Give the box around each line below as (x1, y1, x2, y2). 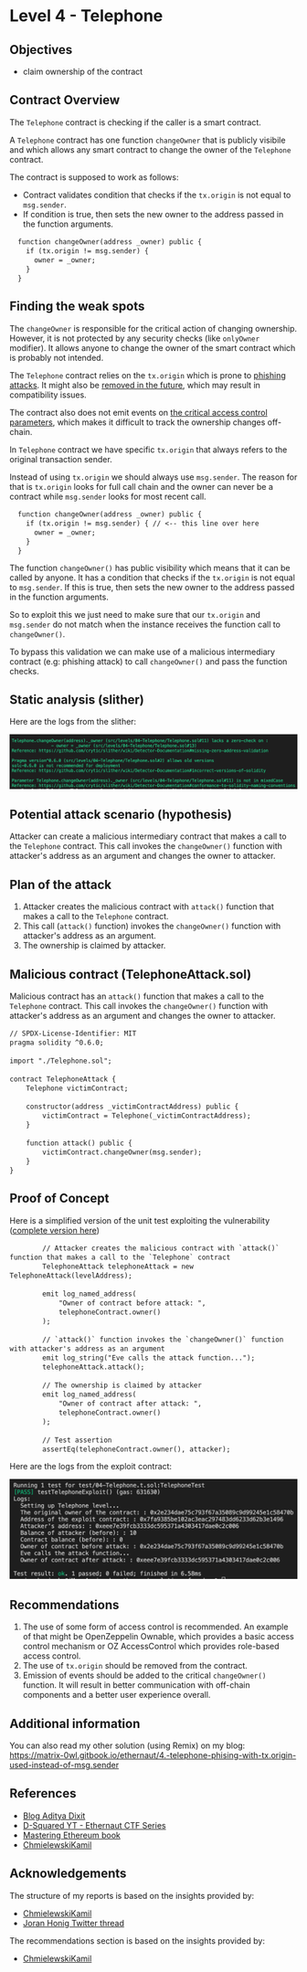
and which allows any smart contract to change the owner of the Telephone (9, 143, 291, 155)
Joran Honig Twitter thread (22, 1917, 125, 1928)
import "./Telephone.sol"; (9, 1056, 112, 1066)
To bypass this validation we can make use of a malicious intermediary (9, 646, 276, 657)
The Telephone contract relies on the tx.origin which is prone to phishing (9, 369, 286, 380)
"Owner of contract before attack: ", (58, 1299, 206, 1308)
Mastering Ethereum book (22, 1829, 122, 1840)
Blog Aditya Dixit (22, 1810, 86, 1821)
